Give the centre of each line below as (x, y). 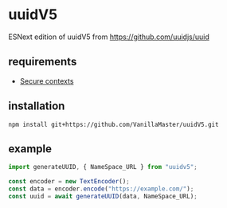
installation (37, 106)
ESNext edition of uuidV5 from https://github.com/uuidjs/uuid (109, 37)
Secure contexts (47, 80)
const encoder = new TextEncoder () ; (69, 182)
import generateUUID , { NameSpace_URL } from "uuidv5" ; (103, 167)
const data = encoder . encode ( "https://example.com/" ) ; (101, 189)
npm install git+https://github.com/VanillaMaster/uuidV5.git (113, 124)
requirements (43, 62)
